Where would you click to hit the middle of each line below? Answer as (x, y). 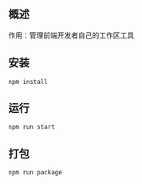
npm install (28, 82)
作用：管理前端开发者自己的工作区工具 (71, 35)
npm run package (35, 173)
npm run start (32, 127)
